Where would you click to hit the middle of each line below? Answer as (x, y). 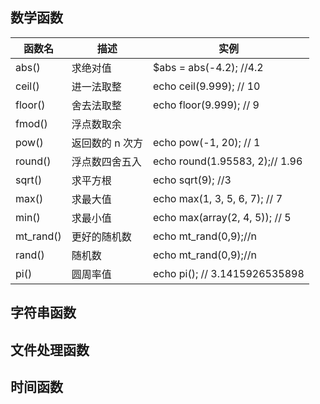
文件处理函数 (50, 349)
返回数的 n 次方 (107, 143)
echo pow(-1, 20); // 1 (206, 142)
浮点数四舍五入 (106, 161)
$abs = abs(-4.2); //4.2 (208, 67)
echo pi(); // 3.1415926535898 (228, 273)
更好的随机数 (101, 236)
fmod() (31, 123)
